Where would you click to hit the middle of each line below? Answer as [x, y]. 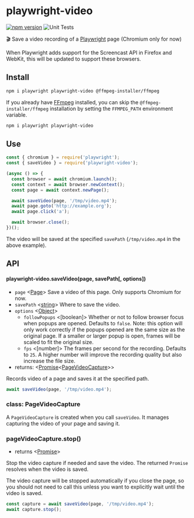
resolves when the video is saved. [47, 469]
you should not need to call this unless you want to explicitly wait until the [95, 487]
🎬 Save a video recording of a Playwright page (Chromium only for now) [94, 39]
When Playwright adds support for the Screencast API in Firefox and [89, 52]
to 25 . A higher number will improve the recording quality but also [103, 354]
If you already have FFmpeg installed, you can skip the [72, 102]
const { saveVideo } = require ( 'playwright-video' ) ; [72, 163]
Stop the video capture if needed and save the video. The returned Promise [97, 463]
